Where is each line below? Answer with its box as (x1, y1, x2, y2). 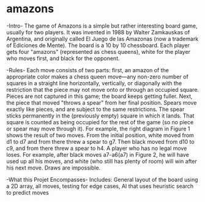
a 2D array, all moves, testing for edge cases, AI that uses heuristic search (6, 182, 194, 190)
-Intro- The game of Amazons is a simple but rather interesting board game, (6, 22, 198, 29)
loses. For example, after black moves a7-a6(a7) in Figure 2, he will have (6, 151, 190, 158)
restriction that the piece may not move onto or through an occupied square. (6, 86, 199, 93)
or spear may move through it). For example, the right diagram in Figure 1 (6, 125, 191, 132)
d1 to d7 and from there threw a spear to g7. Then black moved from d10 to (6, 138, 195, 145)
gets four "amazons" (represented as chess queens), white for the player (6, 48, 191, 55)
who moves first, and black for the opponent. (6, 54, 120, 62)
